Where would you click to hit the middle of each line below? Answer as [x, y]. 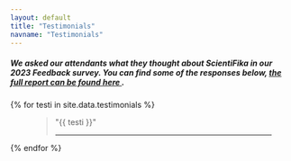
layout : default [41, 18]
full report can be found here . [68, 82]
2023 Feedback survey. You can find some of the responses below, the [146, 72]
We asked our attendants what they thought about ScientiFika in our [141, 63]
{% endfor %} [36, 148]
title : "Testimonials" [53, 26]
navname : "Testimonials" [57, 34]
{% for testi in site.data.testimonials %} [83, 105]
